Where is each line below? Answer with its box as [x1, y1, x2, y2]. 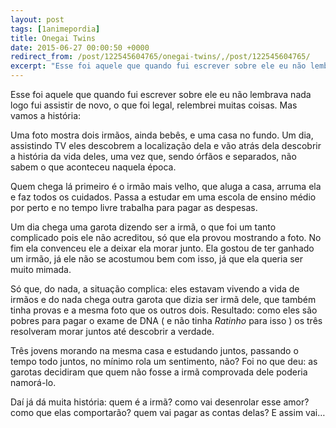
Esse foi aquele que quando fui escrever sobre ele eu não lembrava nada [10, 89, 312, 100]
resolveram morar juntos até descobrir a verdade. [10, 326, 215, 337]
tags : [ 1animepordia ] [10, 24, 101, 34]
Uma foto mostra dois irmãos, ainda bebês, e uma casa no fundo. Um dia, [10, 129, 314, 141]
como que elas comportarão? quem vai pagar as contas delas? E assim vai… [10, 407, 326, 418]
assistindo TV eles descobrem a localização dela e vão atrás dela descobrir [10, 140, 322, 151]
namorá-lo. [10, 377, 57, 388]
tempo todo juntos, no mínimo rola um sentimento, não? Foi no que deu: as [10, 356, 318, 367]
